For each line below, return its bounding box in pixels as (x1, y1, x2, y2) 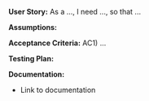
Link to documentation (20, 85, 96, 95)
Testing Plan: (8, 54, 55, 63)
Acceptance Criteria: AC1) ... (8, 38, 107, 48)
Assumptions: (8, 23, 58, 32)
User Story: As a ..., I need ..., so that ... (8, 7, 141, 16)
